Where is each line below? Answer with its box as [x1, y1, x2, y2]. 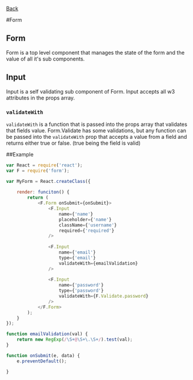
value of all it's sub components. [6, 55, 85, 62]
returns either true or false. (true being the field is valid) [6, 139, 141, 146]
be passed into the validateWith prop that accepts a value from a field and [6, 133, 187, 140]
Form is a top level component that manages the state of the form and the [6, 49, 185, 56]
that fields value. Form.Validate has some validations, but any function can [6, 126, 187, 134]
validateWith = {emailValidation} [58, 260, 138, 266]
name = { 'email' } [58, 249, 96, 255]
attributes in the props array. [6, 94, 75, 101]
